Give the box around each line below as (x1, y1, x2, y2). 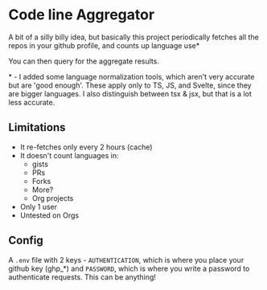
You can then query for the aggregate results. (8, 56, 159, 66)
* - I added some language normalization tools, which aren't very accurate (8, 71, 255, 81)
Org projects (31, 193, 74, 202)
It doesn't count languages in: (19, 150, 119, 160)
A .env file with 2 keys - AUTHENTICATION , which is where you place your (8, 255, 244, 264)
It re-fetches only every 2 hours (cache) (19, 142, 153, 152)
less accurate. (8, 97, 55, 107)
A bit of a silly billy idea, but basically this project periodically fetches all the (8, 32, 259, 42)
